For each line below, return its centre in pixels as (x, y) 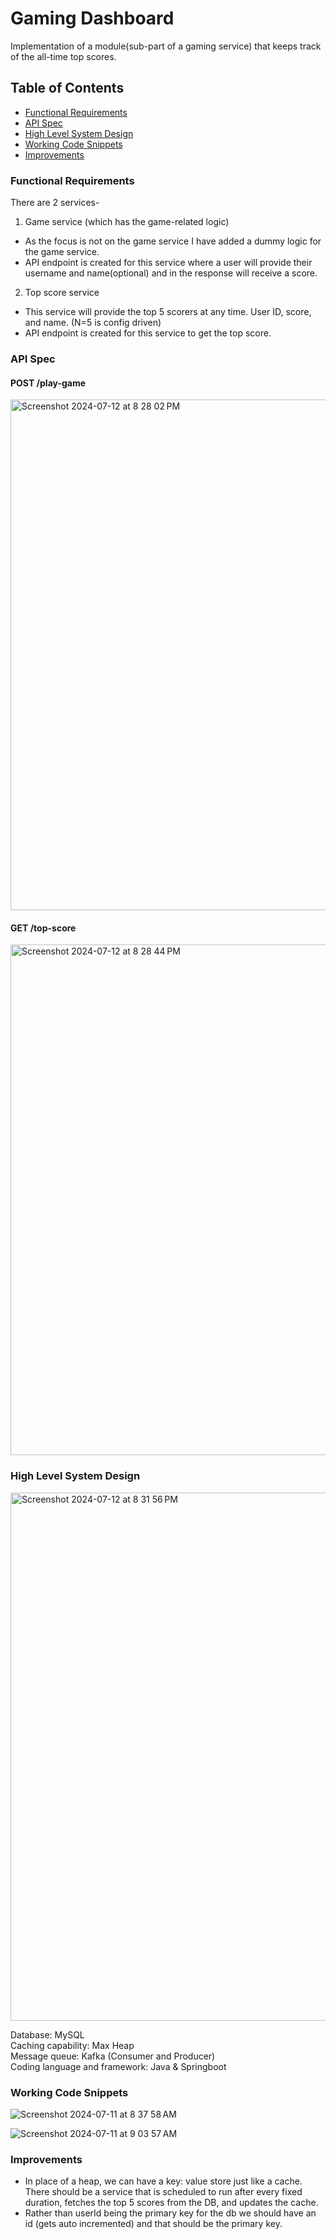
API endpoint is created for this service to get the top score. (148, 333)
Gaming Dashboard (92, 18)
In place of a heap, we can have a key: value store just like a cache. (163, 2181)
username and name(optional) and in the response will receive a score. (171, 273)
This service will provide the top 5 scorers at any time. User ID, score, (168, 312)
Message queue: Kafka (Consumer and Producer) (113, 2056)
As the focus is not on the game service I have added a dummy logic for (173, 241)
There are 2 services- (55, 203)
